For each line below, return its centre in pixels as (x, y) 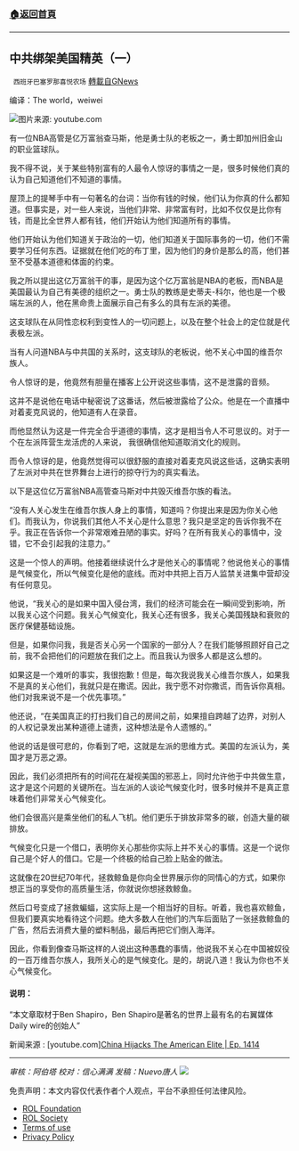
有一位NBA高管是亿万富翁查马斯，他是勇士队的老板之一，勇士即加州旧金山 (146, 138)
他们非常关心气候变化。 (68, 798)
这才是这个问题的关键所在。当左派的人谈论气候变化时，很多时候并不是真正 (145, 788)
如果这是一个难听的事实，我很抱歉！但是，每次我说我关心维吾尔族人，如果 (145, 675)
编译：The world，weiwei (56, 101)
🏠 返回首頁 (33, 13)
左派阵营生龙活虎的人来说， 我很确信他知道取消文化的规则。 (135, 442)
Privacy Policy (48, 1137)
